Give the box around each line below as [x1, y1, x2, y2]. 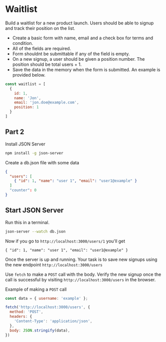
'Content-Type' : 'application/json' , [14, 319, 93, 324]
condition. [12, 40, 33, 46]
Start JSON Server [5, 206, 64, 215]
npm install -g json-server [5, 150, 64, 155]
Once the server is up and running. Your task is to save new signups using [5, 256, 158, 262]
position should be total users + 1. [12, 61, 82, 67]
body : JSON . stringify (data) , [9, 328, 70, 333]
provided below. [12, 72, 46, 78]
